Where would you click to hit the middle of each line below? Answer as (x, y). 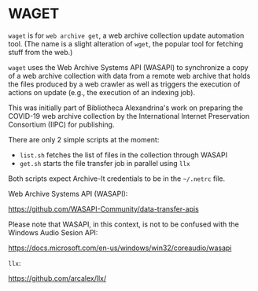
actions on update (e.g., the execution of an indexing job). (101, 92)
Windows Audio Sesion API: (53, 232)
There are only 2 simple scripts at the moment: (84, 139)
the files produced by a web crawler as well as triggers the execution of (124, 84)
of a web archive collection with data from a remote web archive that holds (129, 76)
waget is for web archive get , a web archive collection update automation (126, 35)
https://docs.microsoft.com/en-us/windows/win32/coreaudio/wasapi (120, 248)
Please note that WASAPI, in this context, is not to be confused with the (124, 224)
